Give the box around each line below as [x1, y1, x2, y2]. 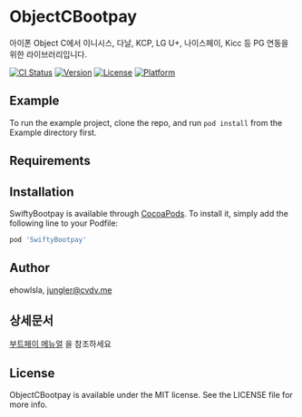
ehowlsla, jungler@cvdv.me [9, 284, 112, 296]
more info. [9, 399, 48, 410]
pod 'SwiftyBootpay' [9, 235, 88, 244]
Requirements [9, 153, 91, 169]
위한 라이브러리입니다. [9, 48, 88, 60]
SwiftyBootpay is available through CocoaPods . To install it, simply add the [9, 208, 288, 218]
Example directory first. [9, 127, 97, 138]
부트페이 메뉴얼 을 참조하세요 [9, 338, 112, 350]
